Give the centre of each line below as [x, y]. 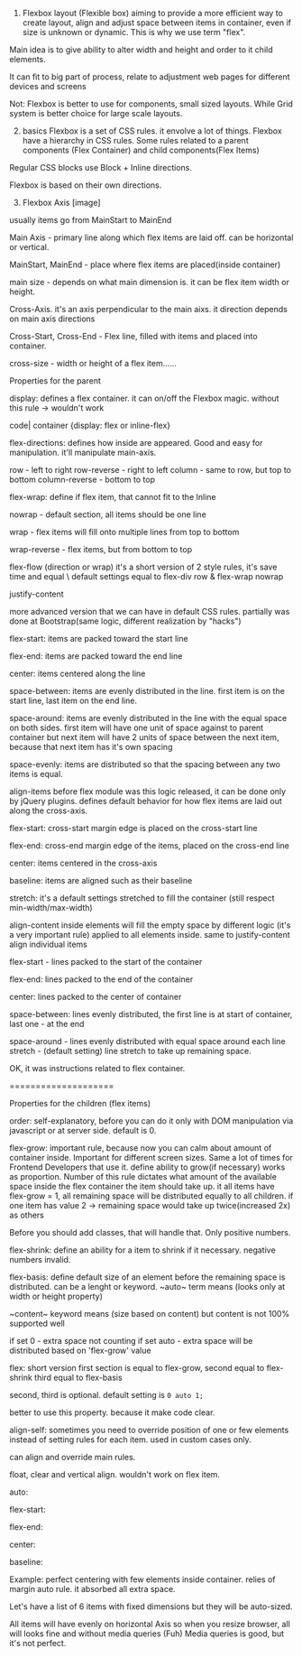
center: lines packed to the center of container [96, 997]
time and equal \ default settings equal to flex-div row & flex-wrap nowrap [146, 576]
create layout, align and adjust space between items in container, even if [156, 23]
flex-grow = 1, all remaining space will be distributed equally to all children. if [151, 1196]
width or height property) [56, 1296]
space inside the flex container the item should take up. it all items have [142, 1186]
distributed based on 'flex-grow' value [80, 1350]
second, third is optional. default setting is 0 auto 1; [107, 1395]
